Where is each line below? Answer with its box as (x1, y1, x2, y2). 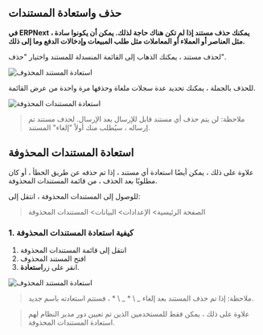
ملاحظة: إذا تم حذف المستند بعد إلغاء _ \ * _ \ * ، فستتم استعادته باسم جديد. (27, 293, 254, 303)
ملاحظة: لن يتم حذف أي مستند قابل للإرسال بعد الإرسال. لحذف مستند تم (27, 114, 245, 124)
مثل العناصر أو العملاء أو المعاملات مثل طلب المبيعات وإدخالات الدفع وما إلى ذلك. (8, 36, 245, 46)
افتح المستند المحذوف (19, 253, 86, 264)
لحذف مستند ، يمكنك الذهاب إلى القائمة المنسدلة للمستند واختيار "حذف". (8, 51, 227, 61)
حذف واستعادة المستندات (8, 6, 122, 20)
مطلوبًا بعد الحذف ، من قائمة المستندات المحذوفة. (8, 176, 158, 186)
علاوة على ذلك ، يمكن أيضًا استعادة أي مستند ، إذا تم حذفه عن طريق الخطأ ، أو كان (8, 167, 254, 177)
